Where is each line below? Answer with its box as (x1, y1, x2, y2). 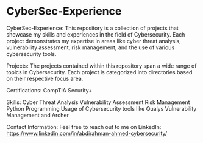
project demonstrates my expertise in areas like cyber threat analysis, (6, 37, 181, 44)
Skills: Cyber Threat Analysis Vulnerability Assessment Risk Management (6, 99, 190, 106)
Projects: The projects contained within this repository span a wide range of (6, 62, 197, 69)
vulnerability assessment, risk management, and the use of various (6, 44, 175, 51)
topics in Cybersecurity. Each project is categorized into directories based (6, 68, 193, 75)
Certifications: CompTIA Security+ (6, 86, 93, 94)
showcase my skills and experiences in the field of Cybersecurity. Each (6, 30, 185, 38)
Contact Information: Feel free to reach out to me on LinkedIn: (6, 123, 162, 130)
